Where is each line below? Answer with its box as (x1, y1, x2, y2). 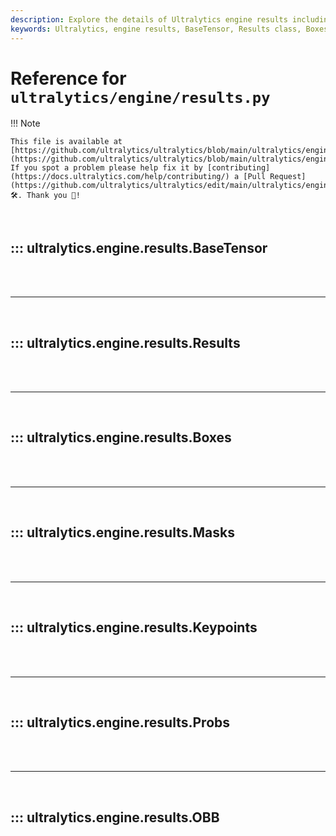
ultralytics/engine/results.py (10, 88, 271, 107)
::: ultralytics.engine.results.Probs (10, 714, 231, 731)
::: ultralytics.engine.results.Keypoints (10, 619, 258, 636)
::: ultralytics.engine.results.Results (10, 334, 241, 351)
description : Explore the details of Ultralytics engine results (10, 14, 288, 25)
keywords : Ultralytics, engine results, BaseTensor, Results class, (10, 24, 302, 34)
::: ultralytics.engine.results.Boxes (10, 429, 232, 446)
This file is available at (10, 137, 123, 147)
